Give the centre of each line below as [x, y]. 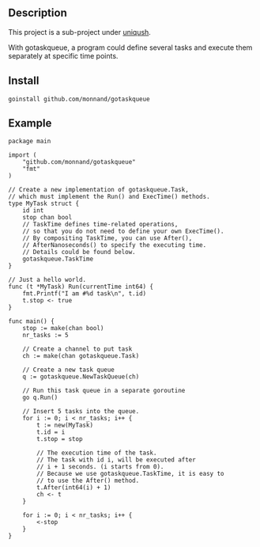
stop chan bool [47, 218]
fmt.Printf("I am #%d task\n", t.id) [85, 294]
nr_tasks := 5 [45, 336]
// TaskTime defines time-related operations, [100, 225]
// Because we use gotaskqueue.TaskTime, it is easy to [130, 474]
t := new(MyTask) [65, 425]
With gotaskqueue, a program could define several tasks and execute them [130, 47]
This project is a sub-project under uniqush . [80, 32]
